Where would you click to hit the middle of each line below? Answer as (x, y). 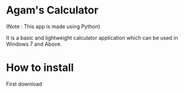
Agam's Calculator (52, 10)
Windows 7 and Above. (34, 44)
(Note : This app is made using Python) (53, 26)
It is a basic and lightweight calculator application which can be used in (92, 38)
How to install (40, 68)
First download (24, 84)
